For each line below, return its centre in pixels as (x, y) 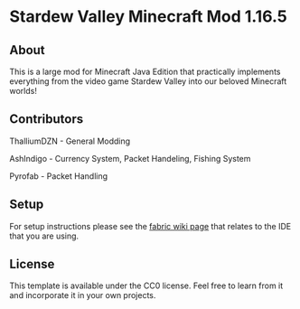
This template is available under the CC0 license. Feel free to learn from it (146, 286)
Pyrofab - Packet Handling (59, 176)
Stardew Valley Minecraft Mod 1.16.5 (148, 17)
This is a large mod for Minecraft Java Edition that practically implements (145, 71)
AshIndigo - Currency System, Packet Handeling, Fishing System (130, 158)
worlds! (23, 91)
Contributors (47, 119)
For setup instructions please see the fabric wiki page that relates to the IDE (150, 226)
